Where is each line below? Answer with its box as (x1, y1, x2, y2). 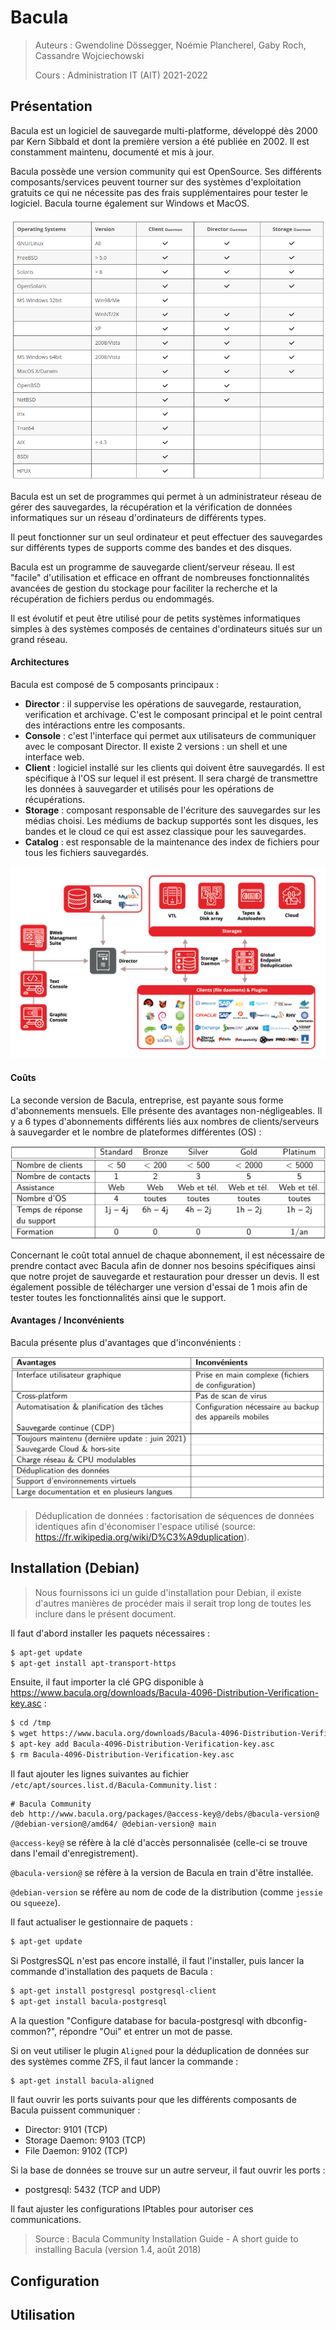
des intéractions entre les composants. (24, 719, 186, 731)
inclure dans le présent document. (34, 1607, 177, 1620)
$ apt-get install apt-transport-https (10, 1658, 177, 1668)
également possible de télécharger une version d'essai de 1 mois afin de (10, 1281, 308, 1293)
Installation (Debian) (10, 1560, 140, 1577)
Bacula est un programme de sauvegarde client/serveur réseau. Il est (10, 561, 295, 573)
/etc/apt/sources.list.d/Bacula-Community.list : (10, 1778, 218, 1790)
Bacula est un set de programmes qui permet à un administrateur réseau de (10, 490, 322, 502)
